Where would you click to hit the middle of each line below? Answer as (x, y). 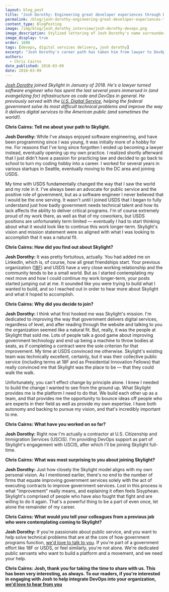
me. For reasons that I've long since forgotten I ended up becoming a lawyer (84, 147)
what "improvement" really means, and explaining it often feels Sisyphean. (82, 491)
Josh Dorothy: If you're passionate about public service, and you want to (81, 532)
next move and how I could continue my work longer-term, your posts (77, 278)
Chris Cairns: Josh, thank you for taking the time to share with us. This (80, 568)
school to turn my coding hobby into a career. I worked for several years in (82, 163)
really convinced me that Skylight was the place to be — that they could (80, 367)
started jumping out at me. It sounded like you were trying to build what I (80, 283)
